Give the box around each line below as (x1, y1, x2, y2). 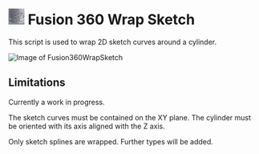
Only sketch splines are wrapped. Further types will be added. (8, 136, 214, 146)
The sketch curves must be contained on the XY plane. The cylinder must (8, 112, 251, 122)
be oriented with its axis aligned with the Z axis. (8, 121, 166, 131)
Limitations (8, 76, 66, 90)
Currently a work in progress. (8, 97, 106, 107)
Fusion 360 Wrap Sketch (27, 10, 195, 29)
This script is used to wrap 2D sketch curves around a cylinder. (8, 37, 217, 47)
